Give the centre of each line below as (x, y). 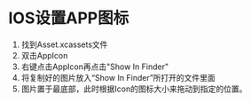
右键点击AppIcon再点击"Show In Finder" (95, 67)
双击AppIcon (44, 55)
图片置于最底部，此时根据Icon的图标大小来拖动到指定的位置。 (134, 89)
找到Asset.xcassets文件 (64, 44)
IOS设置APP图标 (69, 18)
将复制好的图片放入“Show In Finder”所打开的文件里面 (118, 77)
